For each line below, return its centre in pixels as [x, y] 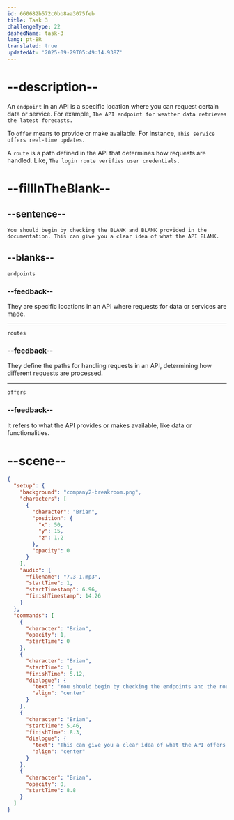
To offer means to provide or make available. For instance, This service [111, 133]
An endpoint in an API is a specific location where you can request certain [113, 106]
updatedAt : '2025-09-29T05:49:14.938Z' [65, 53]
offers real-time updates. [46, 140]
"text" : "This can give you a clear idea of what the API [118, 745]
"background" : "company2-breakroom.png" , [80, 492]
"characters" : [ [44, 499]
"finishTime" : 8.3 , [54, 732]
